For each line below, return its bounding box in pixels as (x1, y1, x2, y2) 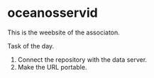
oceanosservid (7, 5, 98, 21)
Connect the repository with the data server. (17, 55, 148, 64)
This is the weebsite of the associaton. (7, 28, 121, 37)
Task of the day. (7, 41, 55, 50)
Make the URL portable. (17, 63, 87, 71)
